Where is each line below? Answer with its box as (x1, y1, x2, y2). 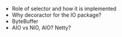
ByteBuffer (11, 18, 39, 24)
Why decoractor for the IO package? (11, 11, 102, 18)
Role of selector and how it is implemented (11, 5, 117, 12)
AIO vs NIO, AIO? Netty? (11, 24, 71, 31)
